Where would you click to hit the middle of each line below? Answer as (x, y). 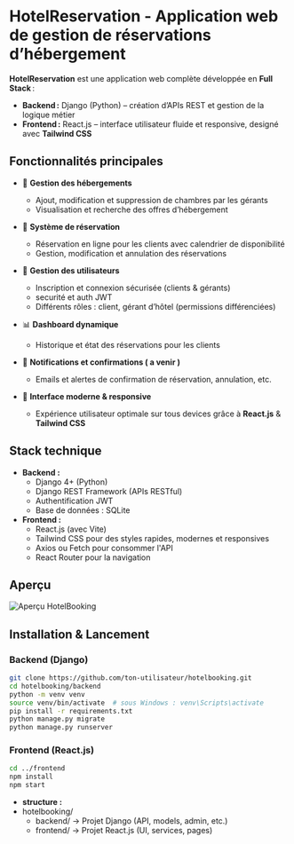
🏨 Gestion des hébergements (77, 183)
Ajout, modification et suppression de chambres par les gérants (151, 200)
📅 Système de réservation (71, 226)
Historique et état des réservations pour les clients (127, 344)
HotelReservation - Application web (144, 16)
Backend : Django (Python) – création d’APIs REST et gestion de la (143, 105)
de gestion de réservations (110, 35)
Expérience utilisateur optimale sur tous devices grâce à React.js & (158, 414)
